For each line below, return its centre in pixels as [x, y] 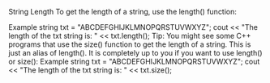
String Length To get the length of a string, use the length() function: [123, 12]
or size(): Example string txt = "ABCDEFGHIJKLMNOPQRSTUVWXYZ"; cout [134, 61]
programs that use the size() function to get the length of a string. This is [130, 44]
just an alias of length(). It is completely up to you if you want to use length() [135, 53]
